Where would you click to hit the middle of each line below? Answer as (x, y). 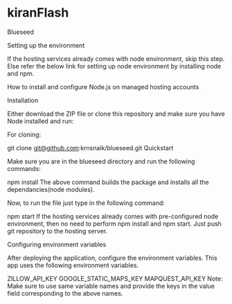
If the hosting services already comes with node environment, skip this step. (116, 59)
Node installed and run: (41, 121)
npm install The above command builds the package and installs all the (108, 182)
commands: (24, 168)
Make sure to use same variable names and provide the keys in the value (111, 286)
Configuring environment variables (57, 244)
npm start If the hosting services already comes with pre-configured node (113, 216)
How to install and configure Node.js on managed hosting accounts (103, 87)
